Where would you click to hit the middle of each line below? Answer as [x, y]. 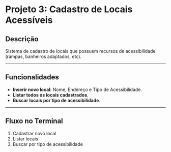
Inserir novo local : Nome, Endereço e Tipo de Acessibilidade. [77, 89]
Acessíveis [29, 20]
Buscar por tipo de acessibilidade [48, 144]
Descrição [22, 39]
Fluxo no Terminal [34, 121]
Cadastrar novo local [35, 133]
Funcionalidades [32, 77]
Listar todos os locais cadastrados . [50, 95]
